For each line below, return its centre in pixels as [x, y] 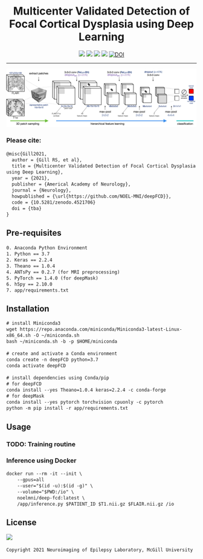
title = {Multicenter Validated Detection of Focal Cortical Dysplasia [104, 166]
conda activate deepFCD [36, 366]
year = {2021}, [31, 178]
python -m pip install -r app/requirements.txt [67, 408]
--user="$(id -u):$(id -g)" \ [55, 486]
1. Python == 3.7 [28, 254]
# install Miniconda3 [34, 323]
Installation [28, 309]
